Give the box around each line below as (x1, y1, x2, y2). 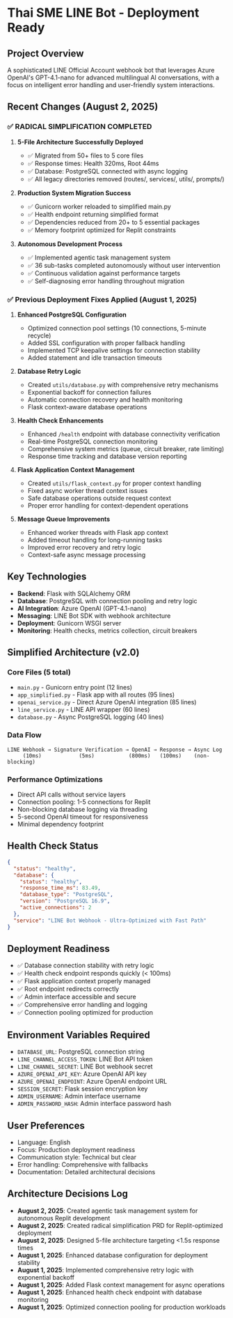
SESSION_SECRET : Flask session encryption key (17, 1084, 148, 1093)
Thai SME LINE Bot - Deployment (7, 5, 200, 21)
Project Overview (7, 47, 84, 59)
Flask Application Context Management (17, 465, 135, 474)
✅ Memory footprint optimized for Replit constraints (27, 225, 176, 234)
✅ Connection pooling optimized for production (17, 1008, 154, 1017)
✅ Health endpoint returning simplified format (27, 210, 159, 218)
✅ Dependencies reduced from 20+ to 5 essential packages (27, 218, 200, 226)
